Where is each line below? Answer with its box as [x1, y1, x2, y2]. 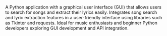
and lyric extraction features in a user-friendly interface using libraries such [5, 15, 162, 20]
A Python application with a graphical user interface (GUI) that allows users [5, 4, 161, 10]
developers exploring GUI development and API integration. [5, 25, 129, 31]
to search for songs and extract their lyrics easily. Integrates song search [5, 9, 157, 15]
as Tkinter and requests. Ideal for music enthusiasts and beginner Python [5, 20, 158, 26]
